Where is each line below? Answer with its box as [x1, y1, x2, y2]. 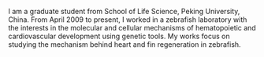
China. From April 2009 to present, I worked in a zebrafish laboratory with [8, 15, 247, 24]
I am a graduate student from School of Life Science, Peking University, [8, 7, 240, 16]
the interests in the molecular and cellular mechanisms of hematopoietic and [8, 23, 256, 32]
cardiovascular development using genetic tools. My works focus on [8, 31, 230, 41]
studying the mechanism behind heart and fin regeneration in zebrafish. [8, 40, 242, 49]
